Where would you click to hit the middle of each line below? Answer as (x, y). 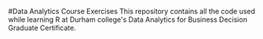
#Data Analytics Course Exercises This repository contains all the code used (132, 11)
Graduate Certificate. (42, 28)
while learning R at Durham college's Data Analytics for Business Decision (128, 19)
